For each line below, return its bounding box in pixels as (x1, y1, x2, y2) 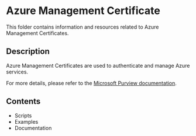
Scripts (14, 112, 32, 119)
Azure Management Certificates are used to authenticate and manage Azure (6, 62, 190, 69)
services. (6, 68, 28, 75)
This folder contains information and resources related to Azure (6, 23, 159, 30)
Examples (14, 118, 39, 125)
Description (6, 47, 50, 57)
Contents (6, 96, 41, 106)
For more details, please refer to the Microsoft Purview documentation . (6, 79, 177, 86)
